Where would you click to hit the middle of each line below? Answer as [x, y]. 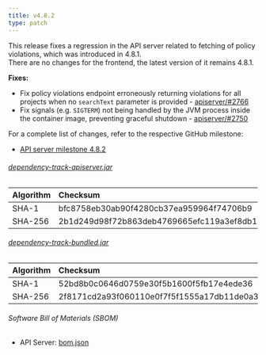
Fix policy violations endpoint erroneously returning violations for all [130, 93]
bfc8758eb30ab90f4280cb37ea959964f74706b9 [155, 208]
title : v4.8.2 [32, 15]
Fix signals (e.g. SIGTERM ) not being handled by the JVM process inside [135, 110]
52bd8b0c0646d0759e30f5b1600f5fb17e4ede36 [156, 284]
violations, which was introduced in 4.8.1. [75, 54]
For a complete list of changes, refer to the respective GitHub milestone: [126, 134]
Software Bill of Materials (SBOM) [63, 318]
